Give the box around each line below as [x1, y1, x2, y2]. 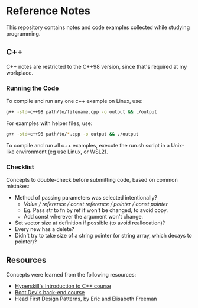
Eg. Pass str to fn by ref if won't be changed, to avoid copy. [23, 207, 168, 214]
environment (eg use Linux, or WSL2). [15, 148, 108, 155]
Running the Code [6, 84, 59, 92]
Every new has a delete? [14, 226, 75, 233]
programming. [6, 30, 41, 37]
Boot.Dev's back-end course [14, 288, 85, 296]
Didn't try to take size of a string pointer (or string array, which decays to [14, 232, 192, 239]
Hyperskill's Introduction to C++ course [14, 283, 111, 290]
